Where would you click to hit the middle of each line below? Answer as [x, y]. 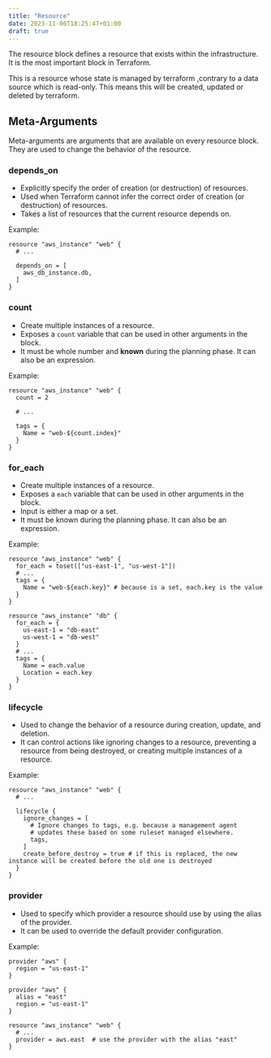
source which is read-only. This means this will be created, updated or [126, 87]
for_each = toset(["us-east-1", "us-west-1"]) [96, 566]
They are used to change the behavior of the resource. [100, 149]
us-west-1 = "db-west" [61, 637]
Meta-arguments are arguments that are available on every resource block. [134, 141]
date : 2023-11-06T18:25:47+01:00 [65, 24]
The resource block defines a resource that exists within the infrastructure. [133, 54]
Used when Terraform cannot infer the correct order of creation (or [132, 196]
